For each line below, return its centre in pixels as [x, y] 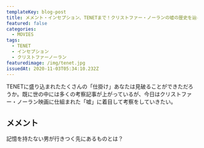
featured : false [27, 23]
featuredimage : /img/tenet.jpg [46, 63]
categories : [21, 29]
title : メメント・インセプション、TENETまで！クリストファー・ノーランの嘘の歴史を [99, 18]
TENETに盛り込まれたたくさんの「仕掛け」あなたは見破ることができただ [97, 86]
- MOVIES [23, 35]
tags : [13, 40]
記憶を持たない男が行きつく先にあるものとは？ [65, 139]
